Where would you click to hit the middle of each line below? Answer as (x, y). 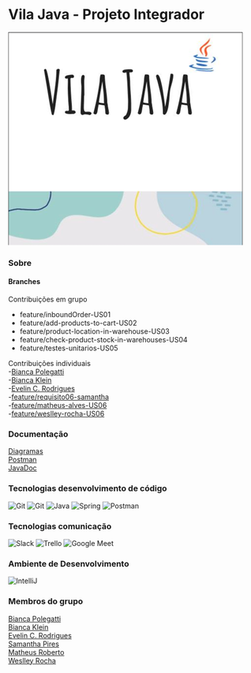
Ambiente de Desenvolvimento (69, 563)
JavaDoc (22, 468)
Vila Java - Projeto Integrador (107, 15)
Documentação (38, 434)
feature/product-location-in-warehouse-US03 (94, 331)
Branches (24, 282)
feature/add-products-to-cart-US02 (78, 323)
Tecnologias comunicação (60, 526)
